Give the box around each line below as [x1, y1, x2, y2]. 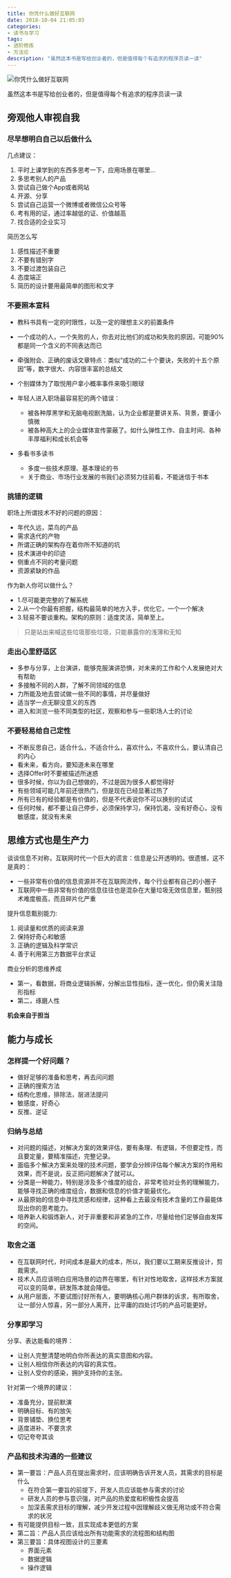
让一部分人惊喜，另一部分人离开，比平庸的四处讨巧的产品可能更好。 [17, 1301, 211, 1309]
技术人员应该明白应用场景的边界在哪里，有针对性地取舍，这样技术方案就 [17, 1274, 223, 1283]
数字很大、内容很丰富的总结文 [37, 364, 123, 373]
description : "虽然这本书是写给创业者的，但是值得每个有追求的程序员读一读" [7, 55, 203, 62]
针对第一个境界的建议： [7, 1384, 74, 1392]
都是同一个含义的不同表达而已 [17, 341, 102, 349]
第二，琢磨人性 [17, 996, 60, 1005]
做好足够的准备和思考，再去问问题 [17, 1073, 114, 1082]
